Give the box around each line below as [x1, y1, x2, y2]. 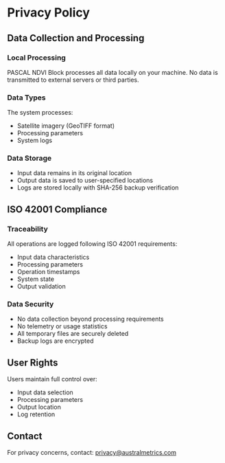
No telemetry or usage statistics [16, 322, 108, 330]
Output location [16, 403, 62, 411]
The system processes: [7, 109, 73, 117]
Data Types [7, 93, 46, 102]
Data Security [7, 300, 54, 309]
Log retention [16, 410, 56, 418]
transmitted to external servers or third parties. [7, 76, 139, 84]
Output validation [16, 282, 67, 291]
